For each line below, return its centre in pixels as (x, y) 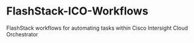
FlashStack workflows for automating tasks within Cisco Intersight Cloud (97, 28)
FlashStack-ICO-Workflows (78, 11)
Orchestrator (22, 34)
